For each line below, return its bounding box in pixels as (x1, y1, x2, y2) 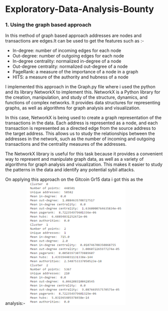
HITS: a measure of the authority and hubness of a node (12, 74, 128, 80)
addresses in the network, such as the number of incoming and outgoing (5, 136, 155, 142)
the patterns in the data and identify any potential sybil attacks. (5, 167, 135, 173)
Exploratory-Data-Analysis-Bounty (5, 3, 154, 15)
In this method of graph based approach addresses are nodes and (5, 32, 141, 38)
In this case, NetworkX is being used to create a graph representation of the (5, 115, 162, 121)
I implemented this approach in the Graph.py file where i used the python (5, 84, 156, 90)
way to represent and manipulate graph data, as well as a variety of (5, 156, 144, 162)
